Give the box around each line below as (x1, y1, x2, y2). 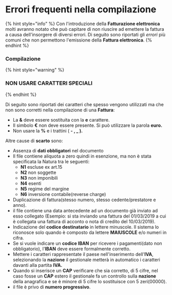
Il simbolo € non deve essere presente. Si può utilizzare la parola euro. (12, 122, 163, 128)
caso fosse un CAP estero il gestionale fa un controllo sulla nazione (12, 273, 157, 279)
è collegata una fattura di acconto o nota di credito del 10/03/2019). (12, 218, 156, 224)
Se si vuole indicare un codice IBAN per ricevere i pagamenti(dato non (12, 240, 163, 246)
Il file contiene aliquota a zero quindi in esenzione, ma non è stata (12, 153, 151, 159)
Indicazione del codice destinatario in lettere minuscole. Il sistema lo (12, 224, 159, 230)
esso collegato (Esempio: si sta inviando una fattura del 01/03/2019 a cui (12, 213, 166, 219)
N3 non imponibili (20, 174, 58, 181)
